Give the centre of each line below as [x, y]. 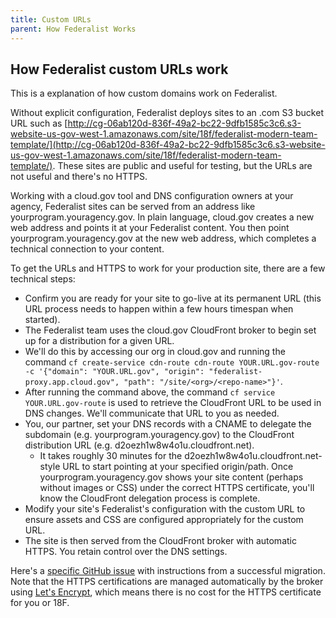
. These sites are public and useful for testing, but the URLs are [182, 166]
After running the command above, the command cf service [150, 392]
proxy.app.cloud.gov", [72, 382]
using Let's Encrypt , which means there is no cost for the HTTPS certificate [166, 592]
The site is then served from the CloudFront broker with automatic [160, 541]
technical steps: [43, 279]
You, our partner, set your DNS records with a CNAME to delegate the [168, 424]
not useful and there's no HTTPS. [79, 177]
